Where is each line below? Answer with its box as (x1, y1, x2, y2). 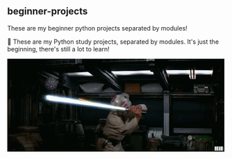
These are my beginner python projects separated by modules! (7, 24, 188, 32)
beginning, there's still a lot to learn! (7, 44, 110, 53)
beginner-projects (7, 6, 88, 17)
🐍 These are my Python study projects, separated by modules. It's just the (7, 37, 219, 46)
